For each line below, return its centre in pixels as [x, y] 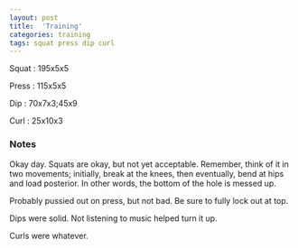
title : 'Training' [46, 26]
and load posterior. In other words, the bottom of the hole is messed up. [143, 183]
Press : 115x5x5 [38, 86]
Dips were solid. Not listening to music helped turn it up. [114, 218]
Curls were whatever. [49, 235]
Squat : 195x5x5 [39, 69]
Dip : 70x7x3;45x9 [44, 104]
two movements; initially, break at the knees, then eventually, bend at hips [147, 173]
